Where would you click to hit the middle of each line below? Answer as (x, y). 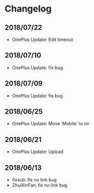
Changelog (28, 9)
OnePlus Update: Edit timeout (42, 39)
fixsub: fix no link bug (34, 180)
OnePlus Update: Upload (38, 152)
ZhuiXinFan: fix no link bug (39, 185)
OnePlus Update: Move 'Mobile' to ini (50, 124)
